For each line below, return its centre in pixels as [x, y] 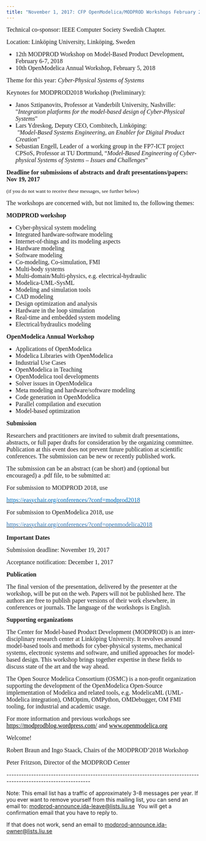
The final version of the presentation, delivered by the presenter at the [92, 586]
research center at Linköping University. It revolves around [109, 638]
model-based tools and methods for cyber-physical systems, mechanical [94, 646]
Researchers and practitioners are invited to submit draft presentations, [93, 435]
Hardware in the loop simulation [55, 310]
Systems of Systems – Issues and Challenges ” [93, 160]
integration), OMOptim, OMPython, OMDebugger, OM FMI [106, 699]
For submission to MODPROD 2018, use [57, 487]
